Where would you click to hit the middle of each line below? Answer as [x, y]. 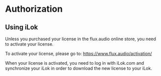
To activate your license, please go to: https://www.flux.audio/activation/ [79, 53]
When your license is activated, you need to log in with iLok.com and [75, 63]
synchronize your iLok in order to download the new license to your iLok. [79, 68]
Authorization [34, 9]
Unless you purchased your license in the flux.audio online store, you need [80, 39]
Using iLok [22, 27]
